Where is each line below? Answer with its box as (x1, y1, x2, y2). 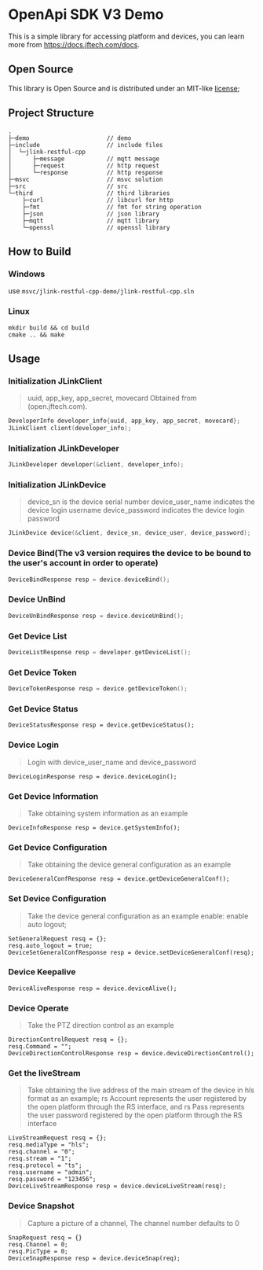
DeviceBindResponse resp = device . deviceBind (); (8, 576, 170, 583)
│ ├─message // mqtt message (8, 155, 159, 163)
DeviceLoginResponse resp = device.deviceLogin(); (8, 772, 177, 780)
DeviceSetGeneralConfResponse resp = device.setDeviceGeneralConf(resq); (8, 948, 255, 956)
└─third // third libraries (8, 189, 170, 197)
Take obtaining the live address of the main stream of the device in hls (27, 1085, 255, 1095)
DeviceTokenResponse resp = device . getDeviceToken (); (8, 685, 188, 693)
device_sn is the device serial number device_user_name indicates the (27, 497, 255, 506)
